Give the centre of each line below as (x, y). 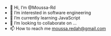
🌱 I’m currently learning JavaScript (45, 18)
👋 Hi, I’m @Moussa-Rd (33, 8)
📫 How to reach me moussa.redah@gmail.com (58, 28)
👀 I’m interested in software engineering (50, 13)
